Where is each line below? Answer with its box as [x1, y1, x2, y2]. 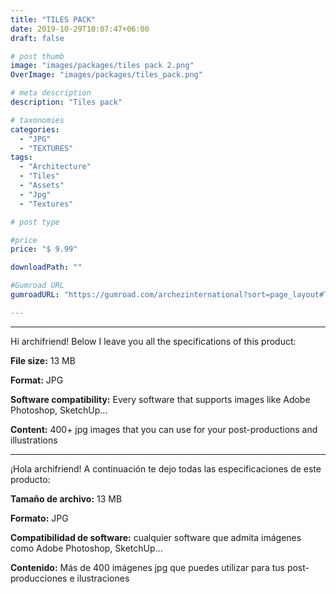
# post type [10, 217, 60, 227]
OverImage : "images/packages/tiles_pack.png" [10, 70, 203, 80]
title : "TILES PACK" [10, 14, 97, 25]
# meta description [10, 88, 92, 98]
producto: [10, 473, 51, 485]
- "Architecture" [19, 162, 92, 172]
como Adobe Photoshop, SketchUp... [10, 542, 163, 554]
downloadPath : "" [10, 262, 83, 273]
